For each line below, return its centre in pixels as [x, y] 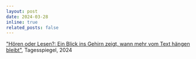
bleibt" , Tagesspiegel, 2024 [39, 50]
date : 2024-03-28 [27, 17]
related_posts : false [32, 27]
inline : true [22, 22]
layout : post [22, 11]
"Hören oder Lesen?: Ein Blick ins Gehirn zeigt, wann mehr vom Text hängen [98, 44]
